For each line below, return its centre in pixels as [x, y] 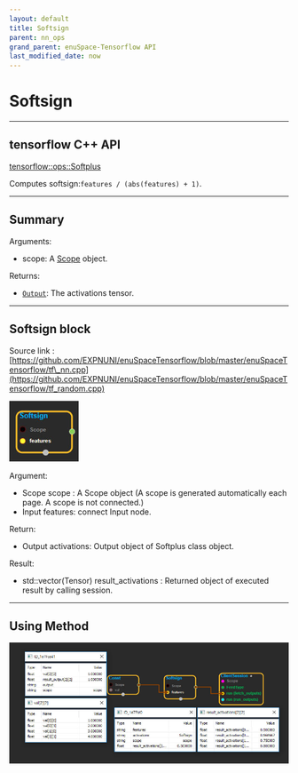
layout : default [39, 19]
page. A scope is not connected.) [83, 502]
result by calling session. [67, 590]
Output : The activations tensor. [78, 292]
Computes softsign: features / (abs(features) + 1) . [106, 183]
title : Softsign [39, 28]
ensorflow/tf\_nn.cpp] [49, 370]
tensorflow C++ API [65, 145]
